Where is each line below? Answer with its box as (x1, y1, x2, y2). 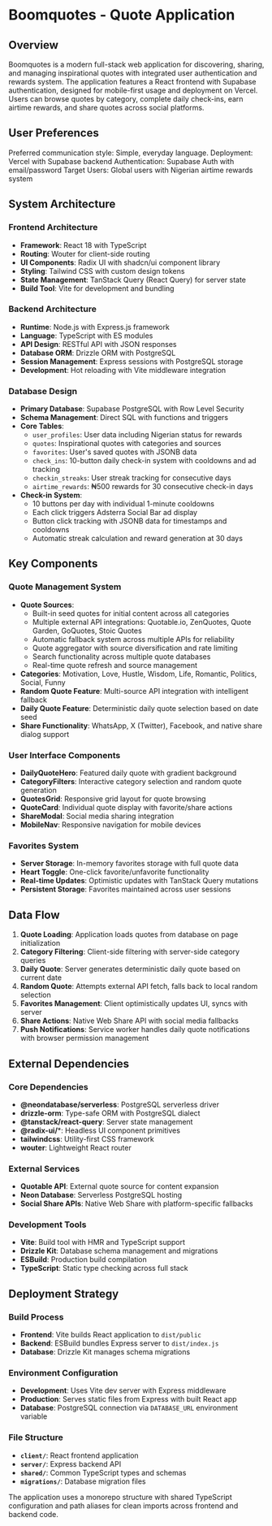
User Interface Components (8, 749, 121, 761)
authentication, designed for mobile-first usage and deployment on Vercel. (8, 85, 258, 95)
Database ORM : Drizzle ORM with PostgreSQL (19, 348, 176, 358)
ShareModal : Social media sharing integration (19, 811, 175, 822)
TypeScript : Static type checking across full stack (19, 1264, 188, 1273)
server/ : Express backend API (19, 1459, 122, 1468)
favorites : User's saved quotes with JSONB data (32, 447, 197, 457)
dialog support (19, 729, 70, 739)
